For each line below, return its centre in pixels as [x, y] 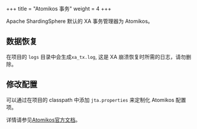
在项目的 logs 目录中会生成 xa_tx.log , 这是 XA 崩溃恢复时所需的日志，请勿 [96, 57]
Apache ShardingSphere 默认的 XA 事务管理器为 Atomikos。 [80, 21]
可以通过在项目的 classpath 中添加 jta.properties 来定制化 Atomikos [90, 100]
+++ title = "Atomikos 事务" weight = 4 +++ [59, 9]
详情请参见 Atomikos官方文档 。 [43, 120]
